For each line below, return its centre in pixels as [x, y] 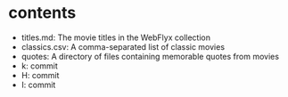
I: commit [38, 85]
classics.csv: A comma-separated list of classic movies [123, 46]
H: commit [40, 75]
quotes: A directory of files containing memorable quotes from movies [150, 56]
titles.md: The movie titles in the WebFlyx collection [116, 37]
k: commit [40, 66]
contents [42, 13]
